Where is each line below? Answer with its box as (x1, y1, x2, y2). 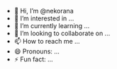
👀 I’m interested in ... (13, 14, 74, 23)
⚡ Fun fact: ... (13, 55, 53, 63)
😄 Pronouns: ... (13, 47, 60, 56)
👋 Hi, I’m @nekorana (13, 7, 74, 15)
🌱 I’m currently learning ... (13, 22, 90, 30)
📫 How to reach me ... (13, 37, 80, 45)
